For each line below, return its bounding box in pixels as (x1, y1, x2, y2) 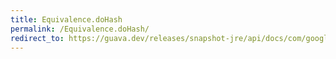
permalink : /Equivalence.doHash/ (10, 24, 150, 34)
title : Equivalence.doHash (10, 14, 123, 25)
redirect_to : (10, 33, 65, 43)
